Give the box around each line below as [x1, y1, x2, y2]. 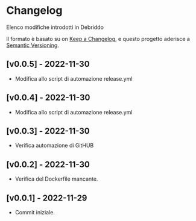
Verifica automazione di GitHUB [14, 142, 94, 149]
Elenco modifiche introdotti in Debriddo [6, 23, 104, 31]
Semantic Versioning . [6, 42, 59, 49]
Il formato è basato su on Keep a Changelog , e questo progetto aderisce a [6, 35, 190, 42]
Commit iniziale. [14, 209, 55, 216]
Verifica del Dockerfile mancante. [14, 175, 98, 182]
